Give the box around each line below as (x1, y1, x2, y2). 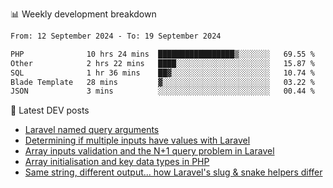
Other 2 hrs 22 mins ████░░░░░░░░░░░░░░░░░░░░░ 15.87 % (10, 58, 315, 68)
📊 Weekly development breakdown (10, 8, 157, 20)
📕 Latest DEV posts (10, 104, 90, 117)
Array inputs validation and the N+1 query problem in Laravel (24, 145, 275, 157)
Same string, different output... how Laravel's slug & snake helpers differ (24, 166, 323, 178)
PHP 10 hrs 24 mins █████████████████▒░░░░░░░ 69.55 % (10, 49, 315, 59)
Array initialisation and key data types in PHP (24, 156, 210, 168)
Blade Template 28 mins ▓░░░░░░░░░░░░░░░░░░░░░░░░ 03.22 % (10, 77, 315, 87)
